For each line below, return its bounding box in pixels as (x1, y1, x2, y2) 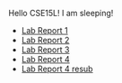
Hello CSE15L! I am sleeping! (8, 8, 114, 18)
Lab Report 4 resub (21, 63, 93, 74)
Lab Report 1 (21, 25, 68, 35)
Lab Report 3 (21, 44, 70, 55)
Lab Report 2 (21, 35, 70, 45)
